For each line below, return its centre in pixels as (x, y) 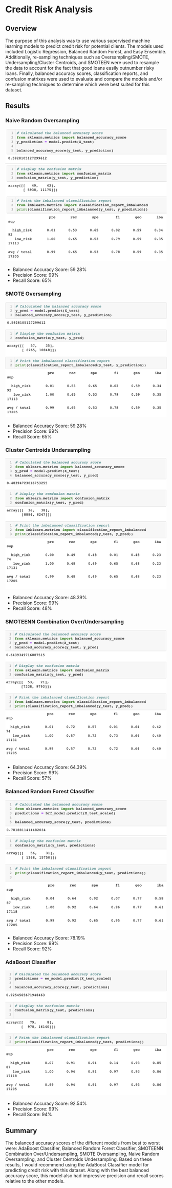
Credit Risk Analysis (49, 9)
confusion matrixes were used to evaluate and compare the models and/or (84, 79)
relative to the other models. (35, 1181)
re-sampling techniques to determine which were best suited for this (78, 84)
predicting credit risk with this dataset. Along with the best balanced (77, 1170)
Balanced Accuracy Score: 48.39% (50, 598)
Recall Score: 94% (32, 1115)
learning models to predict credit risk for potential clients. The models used (84, 46)
